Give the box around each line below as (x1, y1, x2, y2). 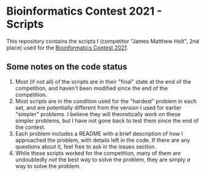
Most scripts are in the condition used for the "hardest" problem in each (15, 97, 197, 105)
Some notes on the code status (6, 62, 127, 72)
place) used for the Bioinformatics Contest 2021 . (6, 44, 129, 51)
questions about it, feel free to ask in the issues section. (15, 142, 156, 150)
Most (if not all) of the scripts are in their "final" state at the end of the (15, 78, 192, 85)
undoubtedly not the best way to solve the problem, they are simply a (15, 156, 191, 163)
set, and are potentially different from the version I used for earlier (15, 104, 182, 111)
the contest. (15, 123, 46, 131)
